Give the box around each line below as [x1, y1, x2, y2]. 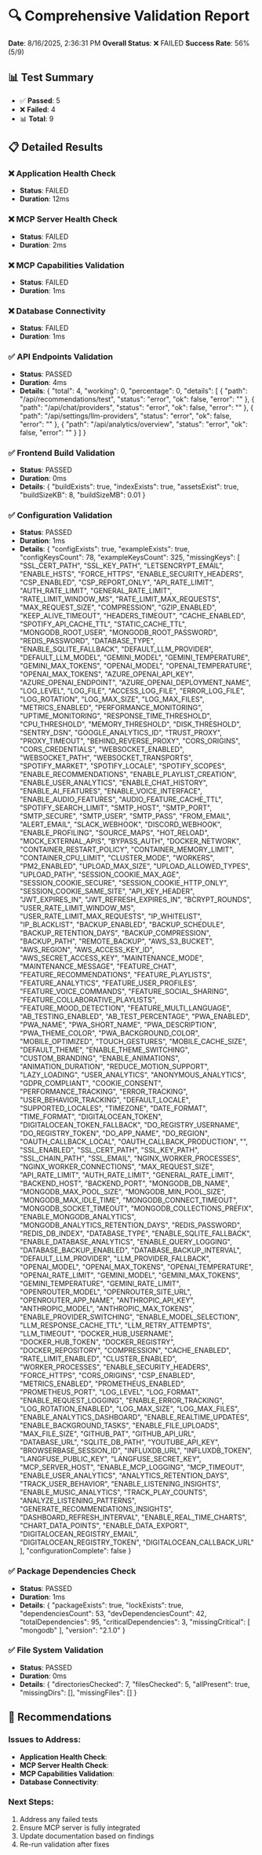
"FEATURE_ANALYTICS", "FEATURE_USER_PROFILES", [19, 978, 198, 988]
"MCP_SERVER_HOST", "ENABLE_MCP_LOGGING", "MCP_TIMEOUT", [19, 1463, 245, 1472]
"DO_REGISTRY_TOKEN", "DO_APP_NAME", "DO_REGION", [19, 1129, 209, 1138]
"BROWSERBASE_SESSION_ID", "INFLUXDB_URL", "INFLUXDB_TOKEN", [19, 1446, 253, 1455]
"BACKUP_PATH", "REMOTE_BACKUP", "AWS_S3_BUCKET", [19, 937, 214, 946]
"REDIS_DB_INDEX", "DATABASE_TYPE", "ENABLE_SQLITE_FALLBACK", [19, 1229, 252, 1238]
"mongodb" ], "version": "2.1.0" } [19, 1625, 126, 1635]
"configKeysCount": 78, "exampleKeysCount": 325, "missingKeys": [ [19, 552, 241, 563]
